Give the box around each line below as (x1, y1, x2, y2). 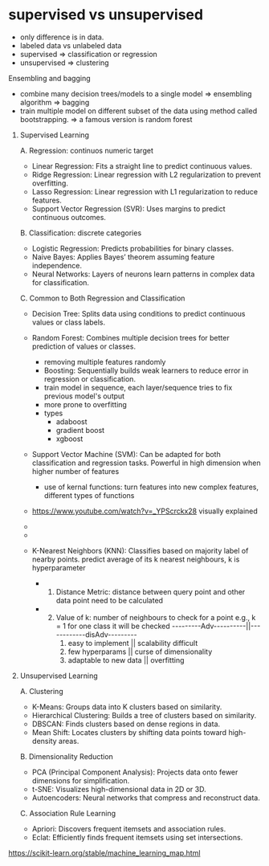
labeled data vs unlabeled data (19, 40, 122, 50)
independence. (31, 260, 83, 270)
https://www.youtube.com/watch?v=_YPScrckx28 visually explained (31, 506, 259, 516)
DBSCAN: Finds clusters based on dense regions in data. (31, 719, 221, 729)
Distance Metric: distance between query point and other (55, 586, 246, 596)
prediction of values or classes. (31, 341, 137, 351)
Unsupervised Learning (19, 671, 98, 680)
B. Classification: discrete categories (19, 227, 142, 238)
